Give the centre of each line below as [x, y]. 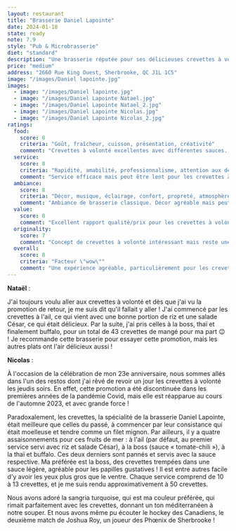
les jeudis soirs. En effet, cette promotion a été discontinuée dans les [107, 388]
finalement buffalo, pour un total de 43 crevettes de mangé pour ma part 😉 [117, 331]
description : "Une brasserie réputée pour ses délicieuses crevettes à [114, 60]
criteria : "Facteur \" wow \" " [63, 262]
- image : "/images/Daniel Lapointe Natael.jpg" [85, 99]
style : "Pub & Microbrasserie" [53, 46]
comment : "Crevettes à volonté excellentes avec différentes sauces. [124, 151]
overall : [26, 249]
